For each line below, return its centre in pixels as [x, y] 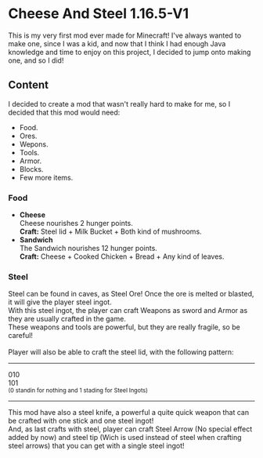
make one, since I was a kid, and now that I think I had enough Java [117, 43]
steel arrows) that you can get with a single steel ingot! [97, 446]
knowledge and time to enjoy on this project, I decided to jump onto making [130, 52]
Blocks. [31, 169]
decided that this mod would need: [64, 112]
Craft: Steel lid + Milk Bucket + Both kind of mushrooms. [110, 231]
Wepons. [34, 144]
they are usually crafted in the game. [67, 319]
